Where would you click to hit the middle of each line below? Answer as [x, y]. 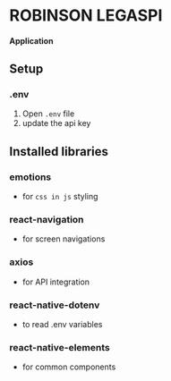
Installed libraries [59, 152]
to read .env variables [62, 325]
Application [31, 40]
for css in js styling [60, 197]
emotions [30, 177]
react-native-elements [60, 347]
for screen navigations [64, 239]
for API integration [56, 282]
